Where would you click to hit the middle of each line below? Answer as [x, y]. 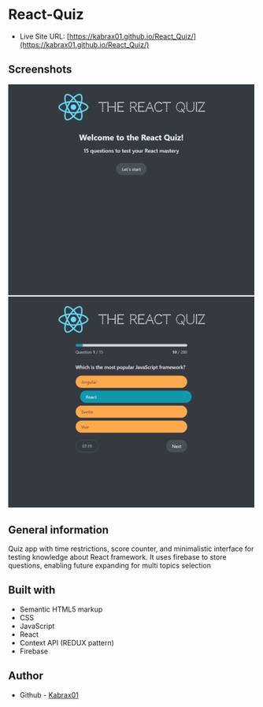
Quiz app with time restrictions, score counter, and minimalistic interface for [131, 549]
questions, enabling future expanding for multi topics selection [109, 566]
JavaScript [37, 626]
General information [58, 530]
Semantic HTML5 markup [61, 609]
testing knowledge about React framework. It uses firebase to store [117, 557]
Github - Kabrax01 [49, 694]
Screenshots [40, 70]
